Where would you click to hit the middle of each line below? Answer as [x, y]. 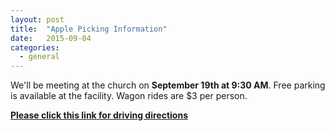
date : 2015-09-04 [51, 38]
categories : [35, 47]
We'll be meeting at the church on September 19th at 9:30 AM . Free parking [168, 85]
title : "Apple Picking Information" [89, 29]
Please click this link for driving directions [99, 115]
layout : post [37, 19]
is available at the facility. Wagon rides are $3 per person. [129, 96]
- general [39, 57]
